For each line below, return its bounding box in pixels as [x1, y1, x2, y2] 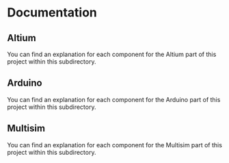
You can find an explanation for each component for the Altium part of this [7, 50, 217, 58]
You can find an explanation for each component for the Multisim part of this [7, 140, 222, 149]
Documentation [7, 5, 98, 21]
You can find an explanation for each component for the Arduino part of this [7, 95, 221, 103]
